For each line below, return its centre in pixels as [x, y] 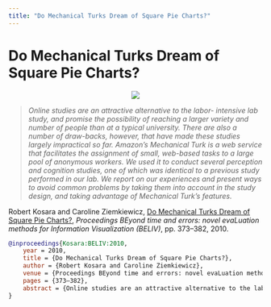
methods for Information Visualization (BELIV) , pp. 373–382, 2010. [119, 228]
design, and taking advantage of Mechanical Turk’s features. [130, 196]
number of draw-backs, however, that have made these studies [134, 136]
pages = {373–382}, [56, 280]
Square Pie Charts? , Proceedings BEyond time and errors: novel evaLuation [134, 220]
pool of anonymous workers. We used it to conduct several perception [145, 161]
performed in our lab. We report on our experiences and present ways [145, 179]
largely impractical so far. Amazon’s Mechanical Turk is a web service [145, 144]
